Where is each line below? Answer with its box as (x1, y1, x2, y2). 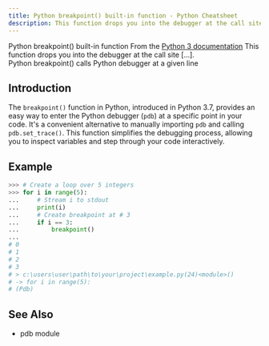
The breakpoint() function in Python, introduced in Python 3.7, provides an (8, 103, 255, 112)
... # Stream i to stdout (8, 195, 110, 204)
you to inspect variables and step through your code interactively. (8, 137, 225, 147)
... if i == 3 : (8, 218, 74, 227)
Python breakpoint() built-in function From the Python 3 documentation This (8, 41, 259, 50)
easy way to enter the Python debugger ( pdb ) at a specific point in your (8, 111, 243, 121)
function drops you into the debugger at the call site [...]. (8, 50, 195, 59)
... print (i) (8, 203, 66, 211)
